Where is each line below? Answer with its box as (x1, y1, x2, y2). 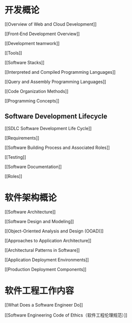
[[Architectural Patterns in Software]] (4, 247, 80, 253)
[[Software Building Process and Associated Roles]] (4, 144, 110, 150)
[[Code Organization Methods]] (4, 88, 69, 94)
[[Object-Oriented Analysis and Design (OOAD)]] (4, 228, 104, 234)
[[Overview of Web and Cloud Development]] (4, 21, 97, 27)
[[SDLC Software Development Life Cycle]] (4, 125, 92, 131)
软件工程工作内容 (4, 285, 75, 296)
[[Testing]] (4, 154, 26, 160)
